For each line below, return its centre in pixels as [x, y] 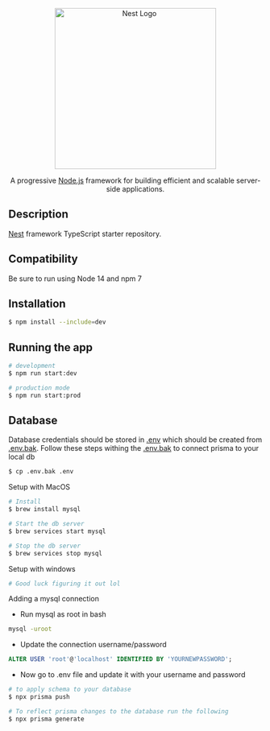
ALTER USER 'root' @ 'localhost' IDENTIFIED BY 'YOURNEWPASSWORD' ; [120, 659]
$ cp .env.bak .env [41, 472]
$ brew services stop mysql [56, 553]
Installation [37, 304]
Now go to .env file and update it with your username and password [133, 675]
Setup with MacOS [39, 487]
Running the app [50, 347]
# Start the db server [46, 524]
